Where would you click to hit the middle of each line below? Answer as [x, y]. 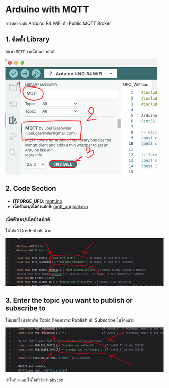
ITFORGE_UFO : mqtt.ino [37, 201]
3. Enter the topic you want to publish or [69, 300]
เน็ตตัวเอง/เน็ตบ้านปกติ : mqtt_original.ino [50, 206]
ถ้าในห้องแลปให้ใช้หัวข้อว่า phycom [34, 380]
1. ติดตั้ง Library [27, 39]
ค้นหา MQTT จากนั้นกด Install [30, 51]
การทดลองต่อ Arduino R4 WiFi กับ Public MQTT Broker [58, 23]
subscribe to [25, 308]
